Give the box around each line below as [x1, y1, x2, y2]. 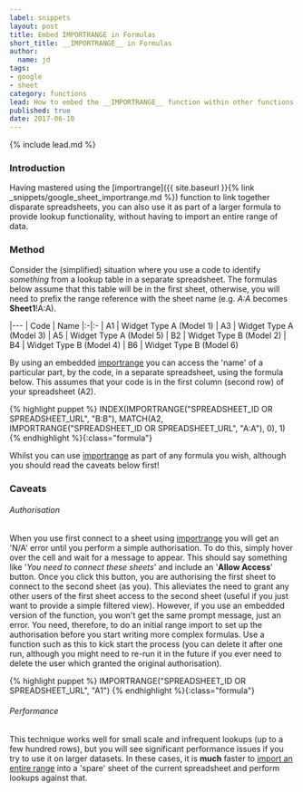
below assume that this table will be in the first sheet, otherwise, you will [9, 283, 280, 295]
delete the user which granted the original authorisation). [9, 658, 222, 669]
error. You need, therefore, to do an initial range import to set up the [9, 619, 263, 630]
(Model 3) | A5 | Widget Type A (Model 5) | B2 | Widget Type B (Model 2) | [9, 330, 287, 341]
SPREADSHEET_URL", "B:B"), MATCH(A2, [9, 413, 163, 424]
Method [9, 244, 45, 256]
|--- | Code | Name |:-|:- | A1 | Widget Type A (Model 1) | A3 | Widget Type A [9, 320, 294, 331]
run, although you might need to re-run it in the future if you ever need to [9, 648, 282, 659]
